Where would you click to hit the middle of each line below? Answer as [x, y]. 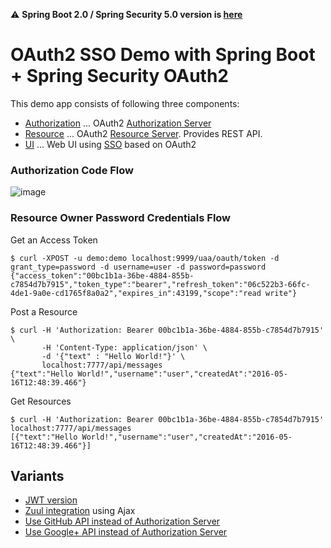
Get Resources [41, 401]
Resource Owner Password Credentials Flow [121, 218]
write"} [281, 293]
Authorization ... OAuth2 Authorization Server [118, 123]
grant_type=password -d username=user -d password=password [138, 267]
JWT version [51, 500]
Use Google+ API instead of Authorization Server [126, 532]
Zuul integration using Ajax [80, 511]
